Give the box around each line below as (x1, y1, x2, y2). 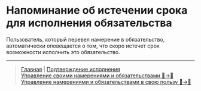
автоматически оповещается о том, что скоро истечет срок (6, 42, 160, 49)
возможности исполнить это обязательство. (6, 48, 121, 55)
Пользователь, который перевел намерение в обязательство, (6, 36, 165, 43)
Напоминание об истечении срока (6, 4, 188, 17)
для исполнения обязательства (6, 16, 172, 30)
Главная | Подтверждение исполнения (20, 65, 121, 73)
